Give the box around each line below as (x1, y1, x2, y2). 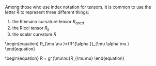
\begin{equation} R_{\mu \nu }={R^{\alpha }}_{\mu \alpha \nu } (5, 41, 129, 47)
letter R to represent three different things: (5, 9, 90, 15)
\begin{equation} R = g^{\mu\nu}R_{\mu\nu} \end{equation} (5, 55, 125, 61)
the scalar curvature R (12, 31, 57, 37)
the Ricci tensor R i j (12, 25, 49, 32)
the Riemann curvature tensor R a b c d (12, 19, 84, 26)
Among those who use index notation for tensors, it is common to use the (5, 4, 152, 10)
